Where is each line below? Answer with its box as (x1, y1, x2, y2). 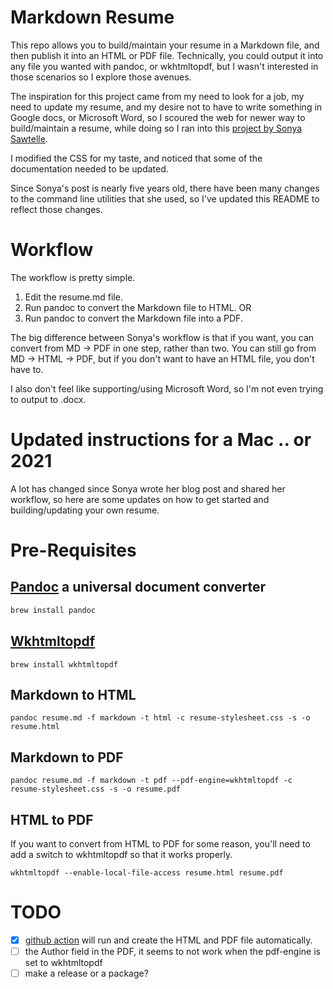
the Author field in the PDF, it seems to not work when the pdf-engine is (24, 945, 321, 957)
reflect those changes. (10, 203, 103, 215)
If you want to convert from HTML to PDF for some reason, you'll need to (10, 837, 311, 850)
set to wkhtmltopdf (24, 957, 103, 968)
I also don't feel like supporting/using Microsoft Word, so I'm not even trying (10, 382, 324, 395)
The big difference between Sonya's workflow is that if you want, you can (10, 331, 315, 343)
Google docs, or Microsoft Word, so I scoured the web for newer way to (10, 111, 306, 123)
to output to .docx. (10, 393, 87, 405)
